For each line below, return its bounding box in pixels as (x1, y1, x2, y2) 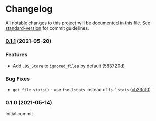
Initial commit (5, 110, 33, 116)
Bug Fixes (5, 75, 30, 82)
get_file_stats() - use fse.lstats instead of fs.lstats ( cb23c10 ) (12, 87, 151, 93)
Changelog (5, 3, 53, 15)
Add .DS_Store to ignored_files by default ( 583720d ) (12, 63, 125, 69)
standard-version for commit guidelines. (5, 25, 89, 31)
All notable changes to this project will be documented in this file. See (5, 20, 151, 26)
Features (5, 51, 28, 58)
